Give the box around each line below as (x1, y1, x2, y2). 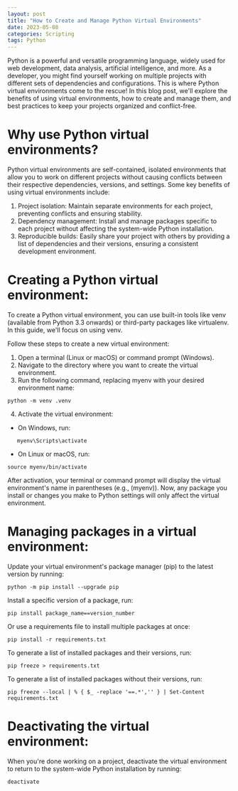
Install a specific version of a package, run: (7, 595, 134, 605)
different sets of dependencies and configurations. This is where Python (7, 79, 220, 87)
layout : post (7, 10, 46, 18)
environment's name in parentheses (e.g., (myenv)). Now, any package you (7, 484, 227, 492)
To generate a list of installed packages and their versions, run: (7, 648, 192, 657)
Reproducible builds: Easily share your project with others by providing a (17, 232, 230, 240)
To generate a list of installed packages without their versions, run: (7, 674, 202, 683)
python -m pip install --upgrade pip (7, 583, 119, 590)
